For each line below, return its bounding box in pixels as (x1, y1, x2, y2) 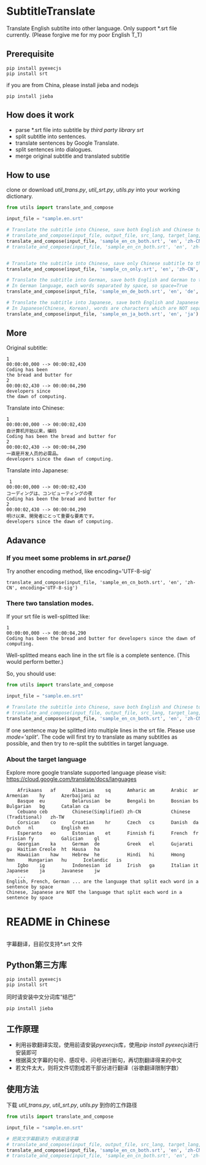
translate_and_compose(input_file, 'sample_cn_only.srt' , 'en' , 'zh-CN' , (6, 266, 199, 272)
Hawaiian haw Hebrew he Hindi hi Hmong (17, 852, 185, 858)
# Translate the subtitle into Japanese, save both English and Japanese (6, 299, 199, 306)
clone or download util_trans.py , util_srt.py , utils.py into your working (6, 186, 180, 194)
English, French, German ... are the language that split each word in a (6, 879, 199, 885)
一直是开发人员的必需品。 (6, 451, 61, 457)
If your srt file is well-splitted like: (6, 613, 90, 620)
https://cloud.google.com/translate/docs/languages (6, 775, 137, 783)
